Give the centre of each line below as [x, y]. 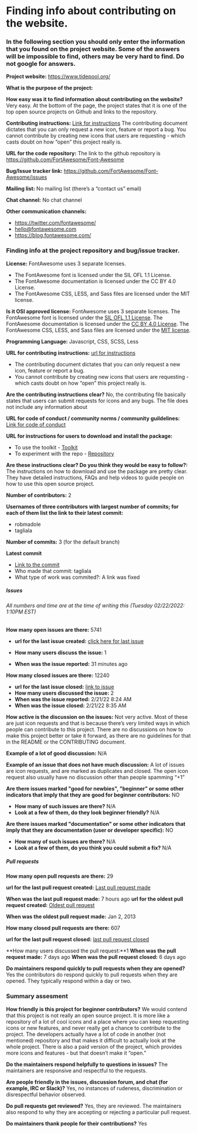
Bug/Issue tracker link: [34, 171]
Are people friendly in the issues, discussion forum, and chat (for [87, 1082]
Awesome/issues [27, 177]
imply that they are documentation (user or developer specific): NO [90, 830]
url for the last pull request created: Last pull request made [78, 888]
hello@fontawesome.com [45, 229]
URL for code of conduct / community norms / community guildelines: [93, 418]
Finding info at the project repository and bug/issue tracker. [93, 251]
